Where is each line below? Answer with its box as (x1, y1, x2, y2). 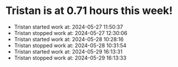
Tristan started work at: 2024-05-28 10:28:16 (14, 36, 124, 43)
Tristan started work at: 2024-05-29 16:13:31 (14, 48, 123, 55)
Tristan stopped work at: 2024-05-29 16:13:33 (14, 54, 127, 61)
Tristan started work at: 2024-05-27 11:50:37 (14, 23, 123, 30)
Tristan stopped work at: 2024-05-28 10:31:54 (14, 42, 127, 49)
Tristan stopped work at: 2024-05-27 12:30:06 (14, 29, 128, 36)
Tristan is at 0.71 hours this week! (5, 4, 173, 17)
